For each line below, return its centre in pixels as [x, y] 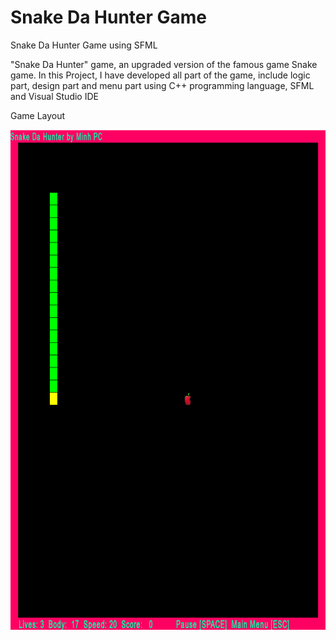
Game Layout [38, 115]
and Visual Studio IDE [54, 96]
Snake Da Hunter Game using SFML [84, 45]
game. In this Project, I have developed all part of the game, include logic [160, 75]
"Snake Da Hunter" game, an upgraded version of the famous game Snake [164, 64]
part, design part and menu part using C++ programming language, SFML [162, 85]
